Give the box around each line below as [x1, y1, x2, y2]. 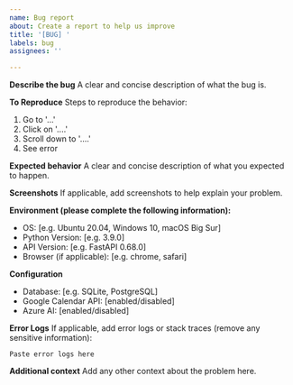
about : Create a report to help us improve [9, 22, 176, 31]
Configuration [9, 269, 63, 280]
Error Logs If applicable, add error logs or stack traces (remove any [9, 323, 261, 334]
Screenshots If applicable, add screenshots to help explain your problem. [9, 188, 283, 198]
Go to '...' [22, 115, 56, 125]
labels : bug [9, 38, 54, 48]
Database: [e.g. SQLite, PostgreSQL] [22, 286, 159, 298]
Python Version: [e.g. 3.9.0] [22, 232, 124, 243]
